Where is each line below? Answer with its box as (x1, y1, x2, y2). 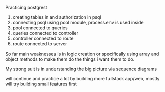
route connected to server (12, 41, 67, 47)
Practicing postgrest (5, 5, 47, 10)
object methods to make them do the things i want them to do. (5, 56, 135, 62)
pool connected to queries (12, 25, 68, 31)
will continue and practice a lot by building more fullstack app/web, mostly (5, 76, 160, 81)
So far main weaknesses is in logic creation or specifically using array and (5, 51, 159, 57)
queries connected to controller (12, 30, 78, 36)
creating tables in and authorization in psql (12, 14, 101, 20)
